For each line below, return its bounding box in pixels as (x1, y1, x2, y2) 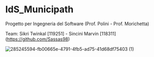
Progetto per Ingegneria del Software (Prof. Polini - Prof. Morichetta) (5, 21, 149, 27)
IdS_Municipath (5, 4, 74, 15)
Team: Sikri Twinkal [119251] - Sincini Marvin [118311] (5, 30, 116, 36)
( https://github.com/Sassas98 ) (5, 36, 70, 42)
